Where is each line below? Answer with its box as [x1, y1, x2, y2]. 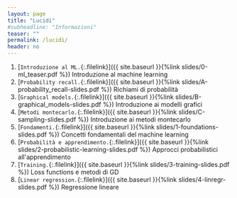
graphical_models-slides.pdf [17, 100, 101, 108]
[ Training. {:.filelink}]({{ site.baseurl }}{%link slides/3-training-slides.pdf [17, 161, 230, 168]
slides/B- [175, 93, 202, 101]
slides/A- [181, 78, 208, 86]
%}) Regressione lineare [48, 183, 119, 191]
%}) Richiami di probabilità [100, 86, 179, 93]
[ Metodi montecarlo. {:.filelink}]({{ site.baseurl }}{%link [17, 107, 177, 116]
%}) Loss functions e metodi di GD [17, 168, 119, 176]
